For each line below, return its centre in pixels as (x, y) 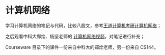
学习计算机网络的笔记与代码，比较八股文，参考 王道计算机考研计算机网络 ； (83, 25)
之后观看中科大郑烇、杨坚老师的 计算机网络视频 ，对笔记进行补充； (75, 36)
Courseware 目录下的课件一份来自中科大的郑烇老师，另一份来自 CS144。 (82, 47)
